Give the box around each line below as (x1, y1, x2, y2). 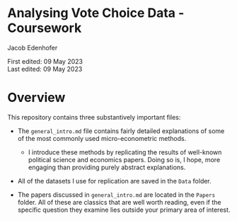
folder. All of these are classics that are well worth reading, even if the (17, 198, 221, 206)
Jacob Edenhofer (7, 43, 58, 52)
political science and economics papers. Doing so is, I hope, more (28, 155, 221, 164)
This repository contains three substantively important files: (7, 113, 181, 121)
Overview (7, 90, 66, 106)
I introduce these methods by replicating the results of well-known (28, 147, 222, 157)
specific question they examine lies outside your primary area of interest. (17, 205, 231, 214)
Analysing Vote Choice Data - (7, 5, 185, 21)
